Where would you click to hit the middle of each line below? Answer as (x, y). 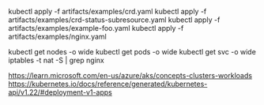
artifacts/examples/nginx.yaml (57, 36)
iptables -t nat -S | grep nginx (56, 60)
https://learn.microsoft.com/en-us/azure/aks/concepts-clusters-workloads (130, 75)
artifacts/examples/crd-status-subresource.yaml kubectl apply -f (114, 20)
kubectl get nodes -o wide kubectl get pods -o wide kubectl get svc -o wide (132, 52)
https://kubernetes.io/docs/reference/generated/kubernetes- (108, 84)
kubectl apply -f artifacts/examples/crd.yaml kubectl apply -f (107, 11)
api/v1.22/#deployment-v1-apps (60, 92)
